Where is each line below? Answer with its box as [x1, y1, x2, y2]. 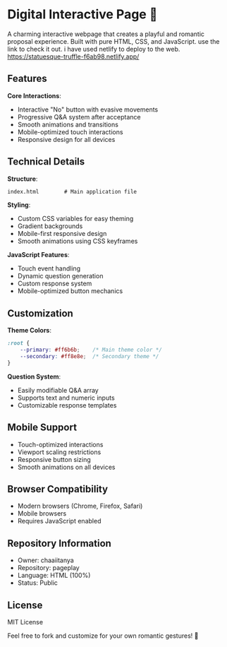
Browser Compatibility [7, 483, 108, 495]
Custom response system [17, 279, 92, 288]
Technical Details [7, 155, 85, 168]
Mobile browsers [17, 509, 67, 518]
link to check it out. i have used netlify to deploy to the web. [7, 44, 180, 53]
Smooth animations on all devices [17, 463, 116, 471]
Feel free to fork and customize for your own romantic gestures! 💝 [7, 631, 199, 640]
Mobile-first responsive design [17, 230, 107, 238]
